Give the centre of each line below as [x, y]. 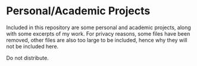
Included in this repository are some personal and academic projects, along [99, 27]
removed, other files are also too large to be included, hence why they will [97, 40]
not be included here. [32, 46]
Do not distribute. [27, 58]
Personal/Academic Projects [78, 11]
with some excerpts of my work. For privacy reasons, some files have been [98, 33]
